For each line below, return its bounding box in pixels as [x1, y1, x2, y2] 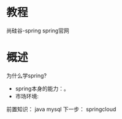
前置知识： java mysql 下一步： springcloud [6, 105, 116, 113]
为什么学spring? [6, 71, 47, 79]
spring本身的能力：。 [15, 85, 69, 92]
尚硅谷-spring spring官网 [6, 27, 69, 34]
